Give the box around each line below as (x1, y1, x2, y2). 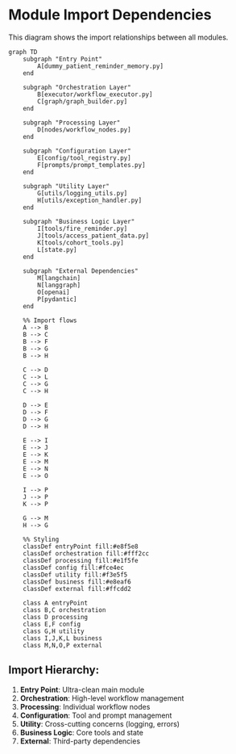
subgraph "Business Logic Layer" (23, 217, 135, 225)
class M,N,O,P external (23, 641, 103, 649)
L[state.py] (37, 245, 78, 253)
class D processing (23, 613, 89, 621)
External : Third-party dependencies (19, 736, 141, 746)
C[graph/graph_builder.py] (37, 97, 128, 106)
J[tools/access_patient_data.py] (37, 232, 150, 240)
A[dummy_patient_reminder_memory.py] (37, 62, 164, 70)
